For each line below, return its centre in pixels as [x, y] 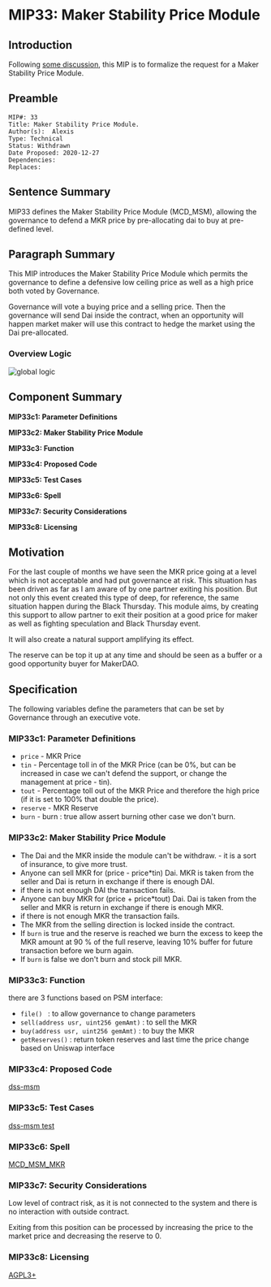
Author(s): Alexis [41, 132]
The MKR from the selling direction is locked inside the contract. [127, 925]
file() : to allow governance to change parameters [108, 1014]
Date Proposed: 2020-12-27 [54, 153]
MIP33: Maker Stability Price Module [135, 15]
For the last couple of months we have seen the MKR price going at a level [133, 572]
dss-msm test [32, 1125]
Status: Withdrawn [39, 145]
